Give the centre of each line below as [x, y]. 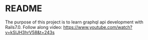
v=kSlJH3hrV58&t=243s [30, 32]
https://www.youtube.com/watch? [98, 27]
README [24, 9]
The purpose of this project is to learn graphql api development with [74, 22]
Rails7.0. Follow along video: [34, 27]
